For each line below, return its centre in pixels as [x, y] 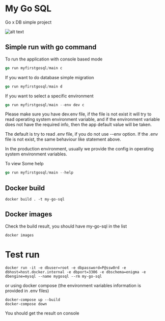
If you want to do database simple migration [50, 77]
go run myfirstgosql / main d [34, 87]
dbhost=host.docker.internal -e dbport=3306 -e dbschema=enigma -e [76, 272]
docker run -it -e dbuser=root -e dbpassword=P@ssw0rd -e [66, 268]
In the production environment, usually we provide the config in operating [79, 149]
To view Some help [24, 164]
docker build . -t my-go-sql [35, 200]
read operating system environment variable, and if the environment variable [82, 119]
